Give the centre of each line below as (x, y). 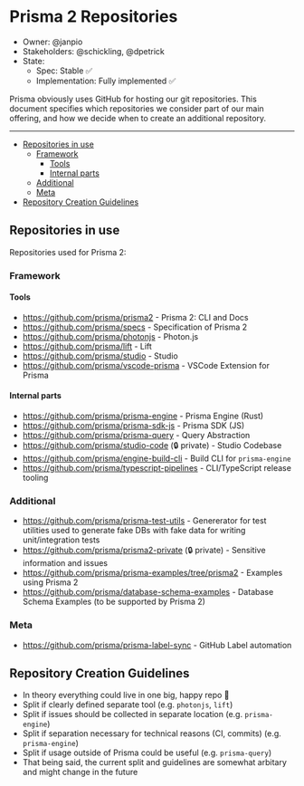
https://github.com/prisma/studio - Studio (100, 356)
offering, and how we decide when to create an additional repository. (138, 118)
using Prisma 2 (50, 582)
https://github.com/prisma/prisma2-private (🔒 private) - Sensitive (144, 551)
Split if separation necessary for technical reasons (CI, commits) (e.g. (152, 733)
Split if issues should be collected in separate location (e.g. (132, 714)
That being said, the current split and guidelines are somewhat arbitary (154, 762)
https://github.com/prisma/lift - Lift (87, 346)
